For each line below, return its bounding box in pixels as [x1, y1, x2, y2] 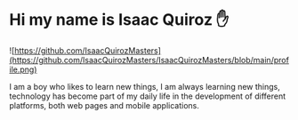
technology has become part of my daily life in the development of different [9, 91, 286, 101]
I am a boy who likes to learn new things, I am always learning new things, [9, 81, 280, 92]
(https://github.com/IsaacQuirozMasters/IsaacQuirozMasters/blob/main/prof [9, 54, 289, 65]
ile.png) [9, 64, 37, 75]
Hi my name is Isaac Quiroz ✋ [9, 10, 230, 30]
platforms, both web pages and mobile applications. [9, 100, 200, 110]
